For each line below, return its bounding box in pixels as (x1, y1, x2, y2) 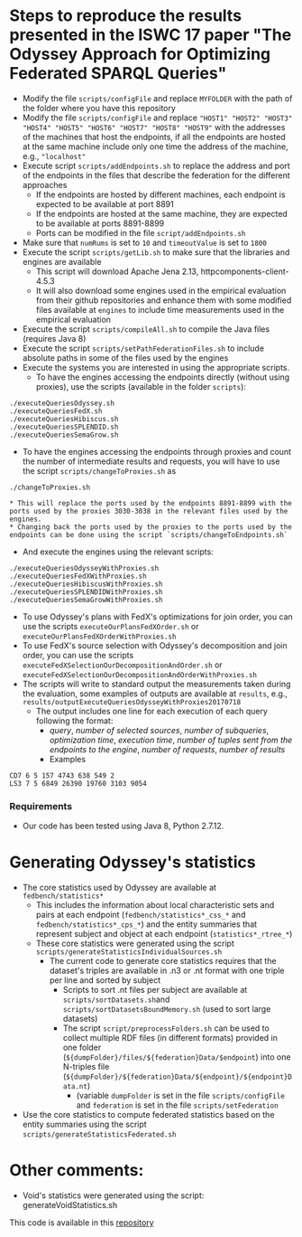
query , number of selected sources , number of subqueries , (49, 724, 270, 735)
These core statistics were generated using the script (35, 938, 234, 949)
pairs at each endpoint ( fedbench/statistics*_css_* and (35, 910, 246, 921)
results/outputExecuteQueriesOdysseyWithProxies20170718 (22, 697, 242, 706)
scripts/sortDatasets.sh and (62, 994, 170, 1005)
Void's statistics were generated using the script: (22, 1190, 205, 1201)
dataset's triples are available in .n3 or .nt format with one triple (49, 965, 285, 977)
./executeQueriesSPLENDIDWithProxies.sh (9, 587, 164, 597)
